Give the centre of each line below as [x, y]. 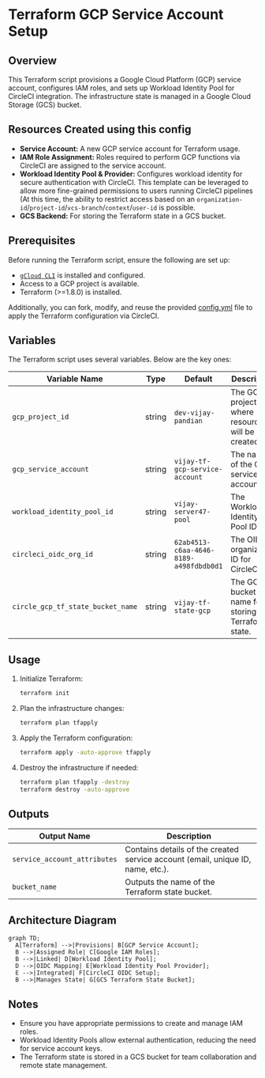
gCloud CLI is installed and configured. [82, 275]
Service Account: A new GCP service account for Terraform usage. [130, 149]
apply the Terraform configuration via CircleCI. [84, 316]
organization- [220, 199]
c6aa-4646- [194, 550]
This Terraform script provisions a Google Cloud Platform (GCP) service [125, 79]
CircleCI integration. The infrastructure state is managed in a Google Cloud [129, 96]
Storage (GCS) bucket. [45, 105]
